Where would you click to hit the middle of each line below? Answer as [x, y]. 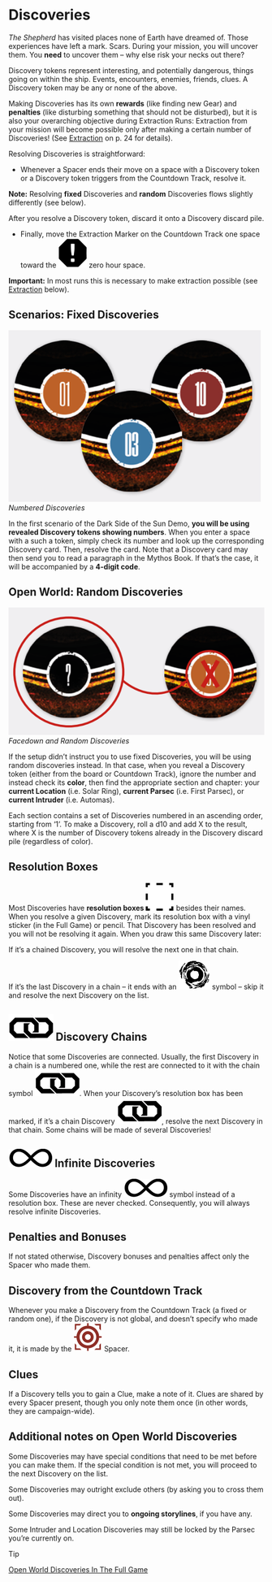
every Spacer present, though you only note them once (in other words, [128, 1402]
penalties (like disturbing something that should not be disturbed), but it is [133, 112]
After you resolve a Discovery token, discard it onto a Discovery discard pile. [136, 218]
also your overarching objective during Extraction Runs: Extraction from [128, 120]
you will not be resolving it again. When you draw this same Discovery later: [135, 934]
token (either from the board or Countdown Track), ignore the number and [132, 774]
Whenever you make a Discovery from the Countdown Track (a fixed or [127, 1311]
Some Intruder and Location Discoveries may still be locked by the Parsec [132, 1529]
